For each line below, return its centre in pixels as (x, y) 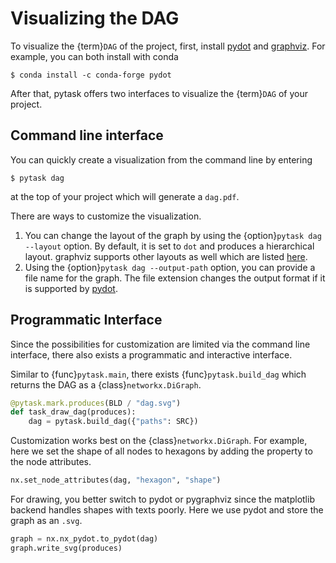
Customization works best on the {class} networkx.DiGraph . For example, (159, 441)
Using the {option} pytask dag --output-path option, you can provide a (170, 267)
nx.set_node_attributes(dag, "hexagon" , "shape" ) (116, 480)
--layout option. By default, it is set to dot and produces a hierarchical (169, 246)
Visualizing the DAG (95, 18)
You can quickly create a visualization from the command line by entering (161, 159)
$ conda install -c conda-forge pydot (91, 75)
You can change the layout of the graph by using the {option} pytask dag (173, 235)
